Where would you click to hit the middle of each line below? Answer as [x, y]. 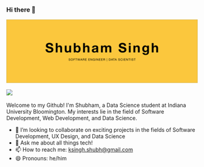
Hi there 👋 [21, 10]
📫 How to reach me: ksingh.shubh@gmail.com [74, 149]
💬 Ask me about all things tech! [54, 143]
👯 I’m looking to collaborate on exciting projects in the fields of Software [105, 129]
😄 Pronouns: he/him [41, 158]
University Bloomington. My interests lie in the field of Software [85, 111]
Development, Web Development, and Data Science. [72, 118]
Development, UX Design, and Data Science [70, 136]
